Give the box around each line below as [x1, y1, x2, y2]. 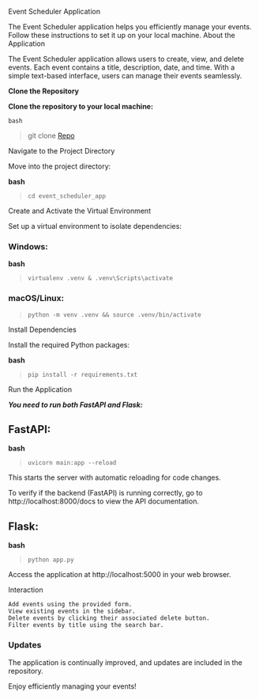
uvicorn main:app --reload [27, 459, 117, 467]
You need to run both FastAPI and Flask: [8, 400, 144, 409]
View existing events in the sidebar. [8, 607, 136, 616]
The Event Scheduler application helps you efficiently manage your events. [8, 22, 252, 31]
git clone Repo [27, 131, 75, 140]
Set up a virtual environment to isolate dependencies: [8, 222, 182, 230]
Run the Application [8, 384, 73, 394]
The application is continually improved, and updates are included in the [8, 657, 242, 667]
